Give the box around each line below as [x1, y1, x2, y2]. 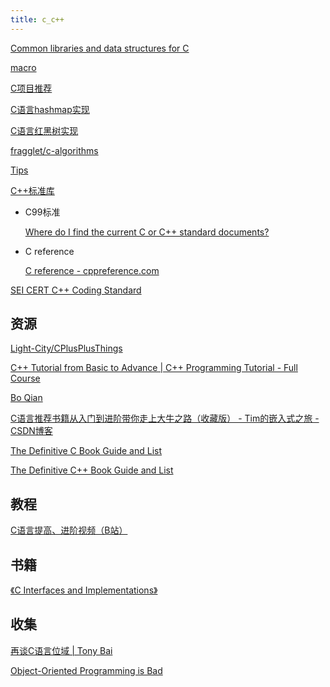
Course [10, 372, 41, 385]
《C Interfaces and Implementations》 [10, 584, 158, 596]
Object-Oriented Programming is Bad [10, 664, 163, 676]
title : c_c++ [10, 14, 65, 25]
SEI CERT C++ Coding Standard [10, 284, 142, 296]
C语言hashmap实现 [10, 103, 90, 115]
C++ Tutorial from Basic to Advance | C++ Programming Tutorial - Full [10, 362, 298, 374]
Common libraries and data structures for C [10, 42, 190, 54]
